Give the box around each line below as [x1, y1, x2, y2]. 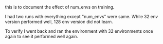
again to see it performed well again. [5, 34, 79, 39]
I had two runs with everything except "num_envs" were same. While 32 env [5, 14, 158, 19]
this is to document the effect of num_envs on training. [5, 4, 115, 10]
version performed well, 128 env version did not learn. [5, 19, 113, 24]
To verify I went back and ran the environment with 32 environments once [5, 28, 153, 34]
